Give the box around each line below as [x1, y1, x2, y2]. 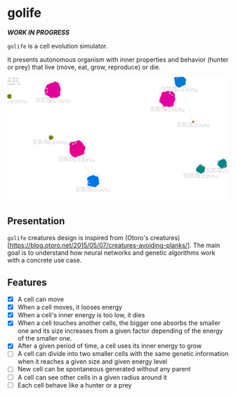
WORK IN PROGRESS [7, 28, 70, 37]
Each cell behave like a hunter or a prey [17, 381, 132, 389]
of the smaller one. [17, 334, 72, 343]
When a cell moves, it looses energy [17, 303, 123, 312]
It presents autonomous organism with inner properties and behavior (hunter [7, 55, 229, 64]
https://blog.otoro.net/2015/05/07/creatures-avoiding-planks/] [9, 241, 190, 250]
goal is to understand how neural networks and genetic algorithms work [7, 249, 216, 257]
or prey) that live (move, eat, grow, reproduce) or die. [7, 62, 161, 71]
